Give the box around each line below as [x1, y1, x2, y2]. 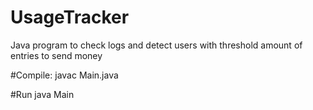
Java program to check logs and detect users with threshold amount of [10, 39, 303, 51]
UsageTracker [10, 6, 130, 29]
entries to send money [10, 49, 103, 61]
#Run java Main [10, 88, 75, 100]
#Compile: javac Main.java [10, 69, 119, 81]
